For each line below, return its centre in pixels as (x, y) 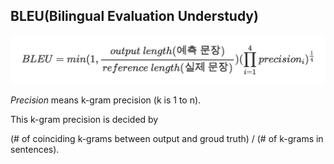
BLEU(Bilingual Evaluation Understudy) (134, 16)
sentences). (35, 150)
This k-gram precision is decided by (84, 120)
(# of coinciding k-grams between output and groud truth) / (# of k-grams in (167, 139)
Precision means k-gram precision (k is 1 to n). (106, 100)
